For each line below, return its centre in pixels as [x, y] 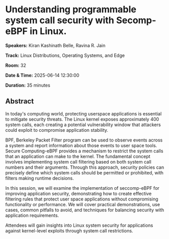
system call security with [60, 20]
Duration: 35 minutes [28, 85]
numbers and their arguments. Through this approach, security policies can [85, 167]
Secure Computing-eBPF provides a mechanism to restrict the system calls [84, 151]
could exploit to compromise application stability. [57, 130]
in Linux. [48, 31]
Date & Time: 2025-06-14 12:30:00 [42, 75]
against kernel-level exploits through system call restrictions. [69, 231]
